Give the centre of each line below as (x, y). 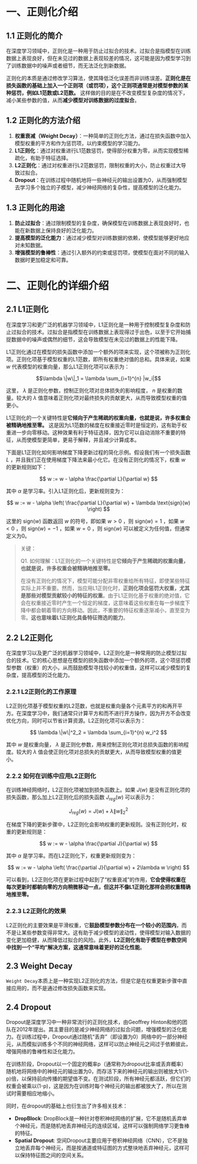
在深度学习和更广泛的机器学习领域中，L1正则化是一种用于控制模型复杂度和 (96, 324)
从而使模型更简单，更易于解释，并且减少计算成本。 (78, 440)
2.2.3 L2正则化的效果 (36, 911)
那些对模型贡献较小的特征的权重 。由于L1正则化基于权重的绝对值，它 (108, 595)
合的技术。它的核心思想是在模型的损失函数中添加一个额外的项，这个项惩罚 (96, 661)
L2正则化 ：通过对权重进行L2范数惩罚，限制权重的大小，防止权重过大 (98, 165)
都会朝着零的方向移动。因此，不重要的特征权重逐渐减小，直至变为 (111, 610)
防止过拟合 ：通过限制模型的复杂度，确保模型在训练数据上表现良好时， (99, 223)
